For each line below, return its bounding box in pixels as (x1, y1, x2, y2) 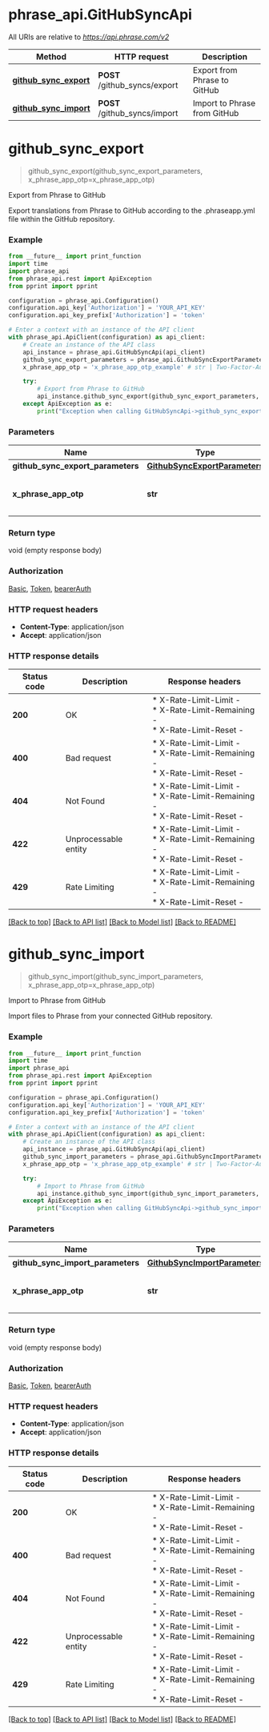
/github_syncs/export (98, 79, 179, 90)
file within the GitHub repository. (8, 214, 115, 223)
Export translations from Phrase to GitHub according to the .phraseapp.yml (8, 206, 255, 215)
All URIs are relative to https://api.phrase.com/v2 (8, 32, 170, 42)
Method (35, 50, 66, 62)
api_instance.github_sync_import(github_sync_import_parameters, (37, 1189, 260, 1197)
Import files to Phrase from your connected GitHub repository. (8, 1011, 213, 1021)
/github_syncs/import (98, 107, 179, 118)
